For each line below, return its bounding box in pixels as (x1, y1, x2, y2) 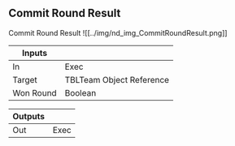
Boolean (64, 87, 97, 98)
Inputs (21, 47, 47, 58)
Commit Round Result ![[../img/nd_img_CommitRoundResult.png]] (8, 28, 228, 37)
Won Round (12, 87, 57, 98)
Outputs (12, 110, 45, 122)
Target (12, 74, 38, 85)
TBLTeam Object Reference (64, 74, 169, 85)
